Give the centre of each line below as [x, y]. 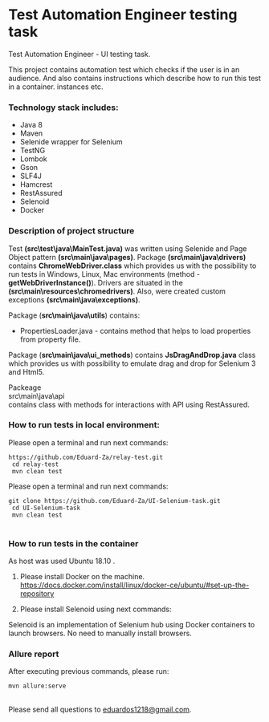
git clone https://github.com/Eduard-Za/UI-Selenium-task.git [114, 501]
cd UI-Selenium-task [46, 508]
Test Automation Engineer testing [123, 15]
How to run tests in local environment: [84, 425]
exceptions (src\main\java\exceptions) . [74, 299]
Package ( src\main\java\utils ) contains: [74, 315]
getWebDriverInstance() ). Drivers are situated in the [96, 282]
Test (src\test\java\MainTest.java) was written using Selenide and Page [128, 248]
